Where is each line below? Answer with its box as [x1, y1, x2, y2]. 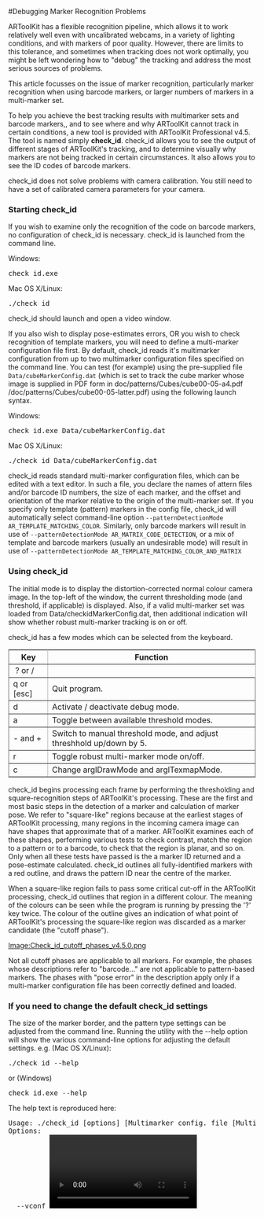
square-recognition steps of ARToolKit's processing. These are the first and [8, 793, 254, 803]
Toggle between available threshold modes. [52, 715, 214, 726]
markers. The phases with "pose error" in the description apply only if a [8, 972, 240, 982]
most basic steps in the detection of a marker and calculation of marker [8, 801, 240, 811]
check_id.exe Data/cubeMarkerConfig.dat [8, 426, 167, 436]
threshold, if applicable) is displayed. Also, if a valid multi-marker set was [8, 601, 245, 610]
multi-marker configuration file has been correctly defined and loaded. [8, 980, 237, 990]
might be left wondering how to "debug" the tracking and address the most [8, 55, 251, 64]
